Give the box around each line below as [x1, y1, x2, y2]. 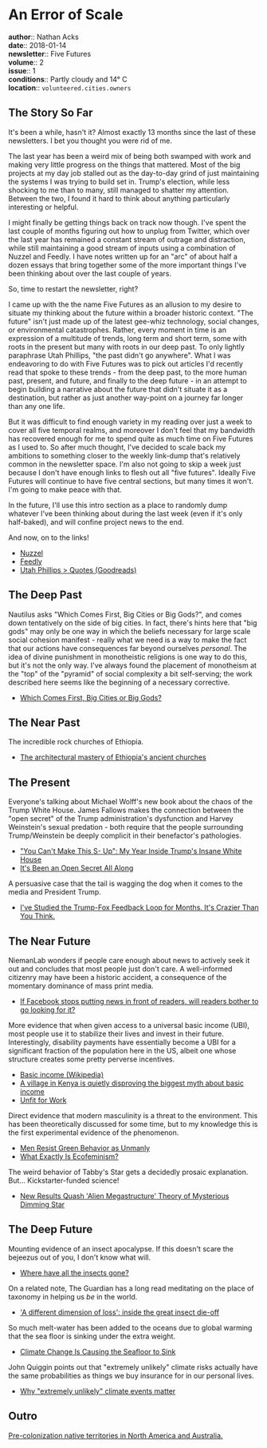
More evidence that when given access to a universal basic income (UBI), [8, 1021, 249, 1029]
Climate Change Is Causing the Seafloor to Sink [19, 1347, 176, 1356]
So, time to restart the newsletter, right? [8, 284, 139, 293]
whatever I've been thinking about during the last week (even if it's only [8, 509, 243, 518]
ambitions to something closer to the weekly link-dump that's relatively [8, 450, 241, 460]
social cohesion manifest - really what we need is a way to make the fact [8, 635, 247, 645]
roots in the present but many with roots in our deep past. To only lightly [8, 342, 245, 351]
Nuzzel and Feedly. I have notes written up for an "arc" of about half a [8, 252, 238, 261]
